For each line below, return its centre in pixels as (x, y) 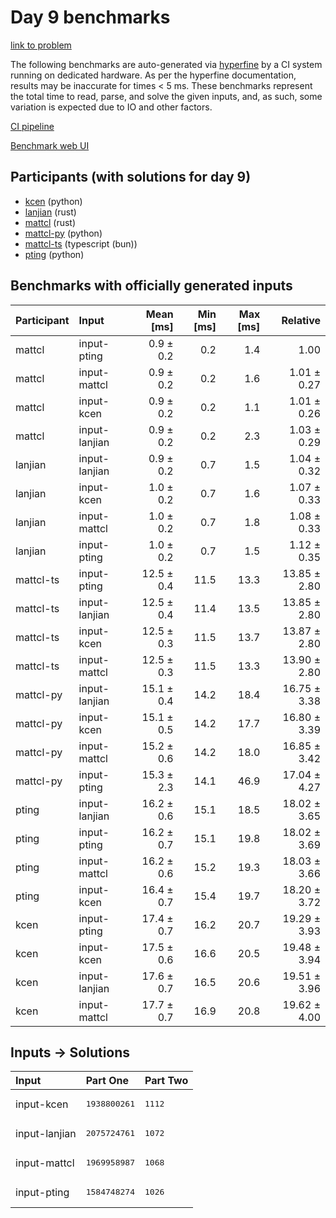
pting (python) (54, 254)
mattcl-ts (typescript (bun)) (81, 243)
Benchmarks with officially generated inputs (151, 286)
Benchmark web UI (50, 145)
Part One (107, 1081)
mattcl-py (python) (63, 233)
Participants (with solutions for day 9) (131, 177)
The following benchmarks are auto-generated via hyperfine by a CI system (166, 64)
